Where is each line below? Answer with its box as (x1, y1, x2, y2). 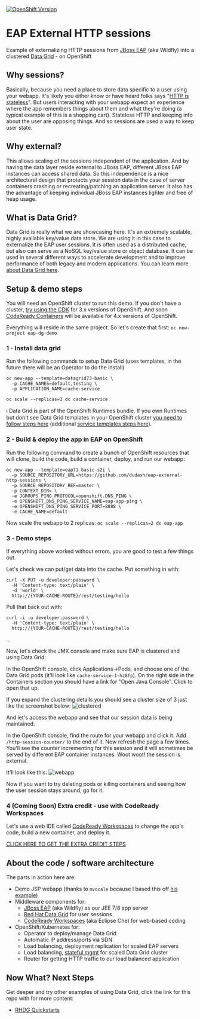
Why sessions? (6, 70, 64, 80)
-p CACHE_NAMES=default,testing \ (11, 381, 97, 387)
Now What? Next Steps (6, 972, 94, 983)
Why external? (6, 141, 62, 152)
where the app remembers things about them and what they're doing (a (6, 105, 182, 112)
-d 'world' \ (11, 587, 44, 594)
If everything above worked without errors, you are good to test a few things (6, 547, 194, 555)
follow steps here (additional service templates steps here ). (6, 420, 152, 427)
